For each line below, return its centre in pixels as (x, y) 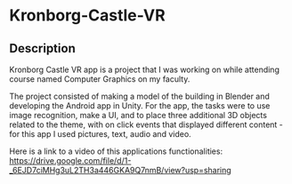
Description (42, 48)
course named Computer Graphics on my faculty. (100, 79)
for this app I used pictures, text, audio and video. (100, 134)
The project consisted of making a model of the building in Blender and (139, 96)
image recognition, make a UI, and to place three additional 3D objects (138, 115)
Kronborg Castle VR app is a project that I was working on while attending (145, 69)
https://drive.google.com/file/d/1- (70, 160)
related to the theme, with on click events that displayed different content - (146, 124)
